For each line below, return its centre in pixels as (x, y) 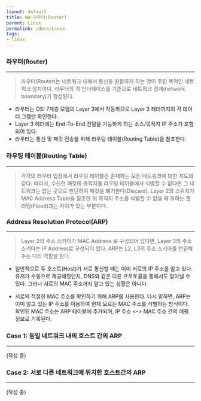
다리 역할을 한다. (51, 256)
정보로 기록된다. (33, 318)
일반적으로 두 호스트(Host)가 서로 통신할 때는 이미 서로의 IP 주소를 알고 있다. (104, 268)
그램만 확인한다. (40, 117)
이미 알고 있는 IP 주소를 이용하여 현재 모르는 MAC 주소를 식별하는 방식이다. (102, 303)
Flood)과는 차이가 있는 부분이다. (70, 206)
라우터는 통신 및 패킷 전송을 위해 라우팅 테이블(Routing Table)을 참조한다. (100, 139)
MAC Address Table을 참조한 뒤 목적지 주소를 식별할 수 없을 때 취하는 (103, 198)
